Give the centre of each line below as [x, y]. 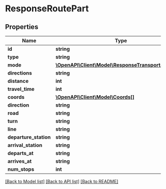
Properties [22, 27]
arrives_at [20, 161]
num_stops [21, 169]
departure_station [29, 137]
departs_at [21, 153]
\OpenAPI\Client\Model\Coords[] [95, 97]
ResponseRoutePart [47, 9]
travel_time [21, 89]
